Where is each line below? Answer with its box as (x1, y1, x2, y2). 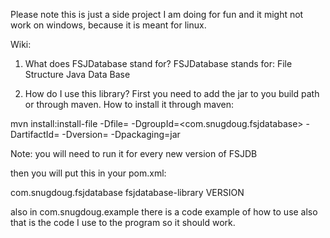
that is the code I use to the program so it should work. (10, 217, 236, 228)
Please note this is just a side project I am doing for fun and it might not (10, 9, 304, 20)
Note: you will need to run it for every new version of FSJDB (10, 148, 258, 159)
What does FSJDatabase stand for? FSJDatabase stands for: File (24, 58, 293, 69)
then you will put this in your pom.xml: (10, 167, 167, 179)
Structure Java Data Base (24, 69, 131, 80)
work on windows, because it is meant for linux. (10, 19, 207, 31)
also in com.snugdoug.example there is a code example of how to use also (10, 206, 318, 218)
